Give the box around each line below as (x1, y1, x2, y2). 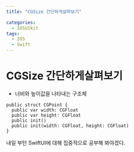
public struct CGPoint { (6, 102, 68, 108)
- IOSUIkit (11, 25, 39, 31)
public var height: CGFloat (11, 112, 82, 118)
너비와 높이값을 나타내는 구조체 (14, 90, 87, 97)
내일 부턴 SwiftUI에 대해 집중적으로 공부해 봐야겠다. (6, 139, 126, 146)
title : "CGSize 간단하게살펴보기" (6, 8, 82, 15)
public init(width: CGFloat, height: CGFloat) (11, 123, 129, 129)
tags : (6, 30, 20, 36)
